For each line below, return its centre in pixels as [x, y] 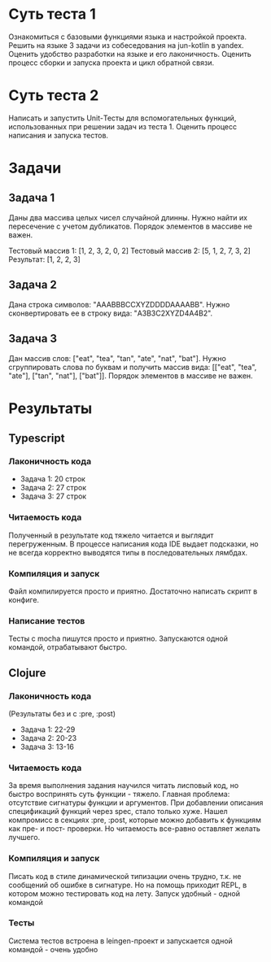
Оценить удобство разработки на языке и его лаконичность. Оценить [130, 54]
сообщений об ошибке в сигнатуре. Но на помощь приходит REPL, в [128, 885]
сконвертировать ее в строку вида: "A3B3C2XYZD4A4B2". [111, 313]
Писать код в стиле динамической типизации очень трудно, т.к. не [125, 876]
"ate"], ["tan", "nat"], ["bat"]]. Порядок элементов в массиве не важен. [131, 376]
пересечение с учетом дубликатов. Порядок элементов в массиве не [130, 226]
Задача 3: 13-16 [47, 747]
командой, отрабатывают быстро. [68, 647]
